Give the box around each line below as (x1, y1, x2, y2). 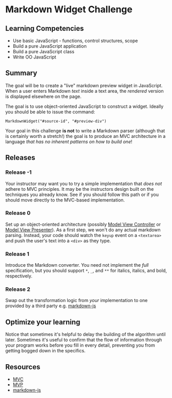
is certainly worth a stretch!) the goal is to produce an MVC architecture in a (5, 133, 166, 139)
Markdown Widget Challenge (5, 4, 132, 15)
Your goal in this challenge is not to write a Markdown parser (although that (5, 127, 165, 134)
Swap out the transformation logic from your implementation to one (5, 297, 148, 304)
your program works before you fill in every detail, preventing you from (5, 342, 155, 348)
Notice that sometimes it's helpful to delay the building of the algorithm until (5, 331, 166, 337)
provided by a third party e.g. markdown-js (5, 303, 97, 309)
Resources (5, 363, 41, 371)
